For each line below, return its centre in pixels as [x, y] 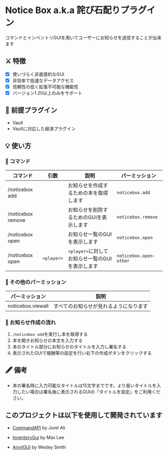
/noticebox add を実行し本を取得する [50, 334]
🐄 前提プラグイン [31, 110]
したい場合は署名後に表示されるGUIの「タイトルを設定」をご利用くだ [89, 391]
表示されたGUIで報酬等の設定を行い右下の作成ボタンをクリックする [82, 353]
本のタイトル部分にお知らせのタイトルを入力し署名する [69, 347]
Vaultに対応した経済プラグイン [44, 129]
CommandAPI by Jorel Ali [39, 427]
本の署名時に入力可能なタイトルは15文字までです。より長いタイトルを [84, 385]
